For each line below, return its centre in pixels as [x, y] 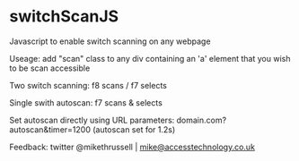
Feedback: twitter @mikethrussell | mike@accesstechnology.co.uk [132, 147]
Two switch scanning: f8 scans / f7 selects [88, 85]
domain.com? [202, 120]
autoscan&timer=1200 [50, 129]
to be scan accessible [50, 68]
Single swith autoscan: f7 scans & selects [86, 102]
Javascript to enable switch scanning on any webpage [110, 41]
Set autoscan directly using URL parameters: [92, 120]
